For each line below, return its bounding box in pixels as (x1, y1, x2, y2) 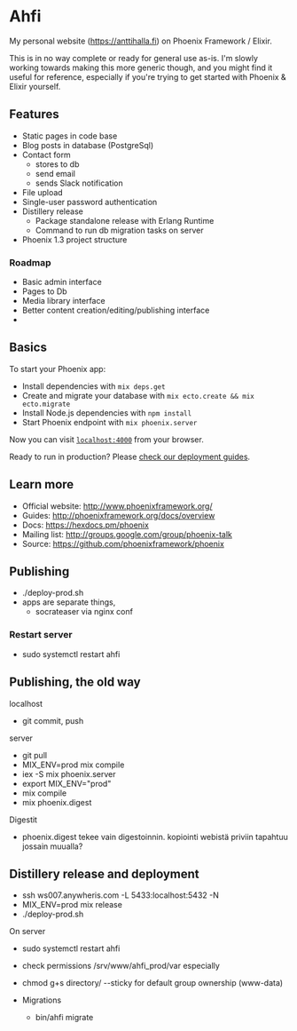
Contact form (21, 149, 71, 160)
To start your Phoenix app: (9, 363, 106, 374)
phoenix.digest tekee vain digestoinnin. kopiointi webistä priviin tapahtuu (21, 831, 288, 842)
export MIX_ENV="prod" (21, 778, 112, 789)
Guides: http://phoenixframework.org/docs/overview (21, 510, 215, 520)
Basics (9, 340, 47, 355)
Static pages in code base (21, 131, 118, 141)
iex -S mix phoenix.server (21, 768, 117, 779)
